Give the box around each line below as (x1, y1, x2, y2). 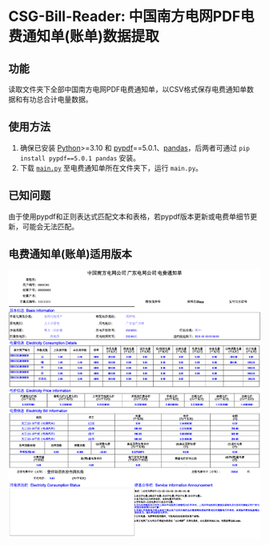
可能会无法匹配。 (22, 221, 78, 231)
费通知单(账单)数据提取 (8, 27, 160, 46)
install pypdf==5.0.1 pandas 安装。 (19, 153, 141, 163)
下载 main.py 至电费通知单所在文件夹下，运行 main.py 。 (19, 163, 203, 172)
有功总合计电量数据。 (22, 95, 93, 104)
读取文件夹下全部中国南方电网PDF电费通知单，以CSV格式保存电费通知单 (8, 85, 247, 94)
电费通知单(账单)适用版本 (8, 248, 132, 261)
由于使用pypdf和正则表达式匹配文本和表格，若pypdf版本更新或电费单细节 (8, 212, 251, 221)
